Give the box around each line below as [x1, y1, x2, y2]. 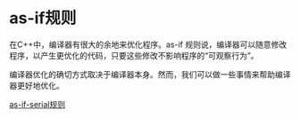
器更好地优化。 [9, 80, 64, 90]
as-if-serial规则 [9, 98, 65, 109]
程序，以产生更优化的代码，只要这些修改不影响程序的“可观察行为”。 [9, 50, 259, 60]
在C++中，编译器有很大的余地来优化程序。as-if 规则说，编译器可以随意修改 [9, 39, 287, 50]
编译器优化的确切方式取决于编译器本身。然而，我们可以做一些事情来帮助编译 [9, 68, 291, 80]
